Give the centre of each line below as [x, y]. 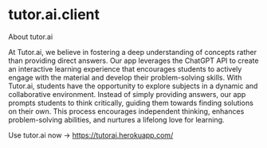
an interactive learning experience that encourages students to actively [125, 68]
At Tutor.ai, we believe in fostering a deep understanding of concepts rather [133, 52]
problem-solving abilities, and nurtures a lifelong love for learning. [116, 119]
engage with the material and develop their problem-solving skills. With [125, 77]
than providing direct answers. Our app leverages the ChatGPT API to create [133, 60]
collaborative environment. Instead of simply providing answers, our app [127, 94]
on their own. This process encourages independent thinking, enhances [126, 111]
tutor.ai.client [54, 15]
